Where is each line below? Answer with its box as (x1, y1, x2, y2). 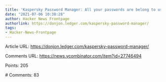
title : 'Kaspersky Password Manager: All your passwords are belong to (5, 7, 156, 12)
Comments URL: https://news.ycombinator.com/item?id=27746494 (5, 53, 142, 59)
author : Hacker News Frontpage (5, 16, 70, 21)
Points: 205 (5, 62, 29, 68)
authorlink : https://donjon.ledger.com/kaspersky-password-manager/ (5, 21, 149, 26)
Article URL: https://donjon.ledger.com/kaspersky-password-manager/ (5, 44, 149, 49)
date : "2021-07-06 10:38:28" (5, 12, 65, 17)
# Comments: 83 (5, 72, 40, 78)
